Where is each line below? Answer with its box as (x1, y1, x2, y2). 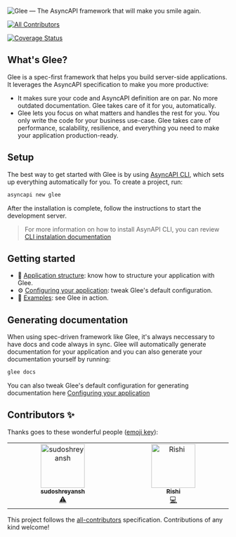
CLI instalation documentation (24, 232, 112, 241)
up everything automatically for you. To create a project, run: (7, 178, 183, 186)
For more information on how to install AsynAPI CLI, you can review (24, 225, 220, 233)
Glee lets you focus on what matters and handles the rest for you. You (17, 109, 220, 117)
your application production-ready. (17, 131, 119, 140)
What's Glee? (7, 54, 68, 66)
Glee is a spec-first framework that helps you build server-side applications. (7, 72, 228, 81)
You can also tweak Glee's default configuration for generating (7, 381, 189, 390)
